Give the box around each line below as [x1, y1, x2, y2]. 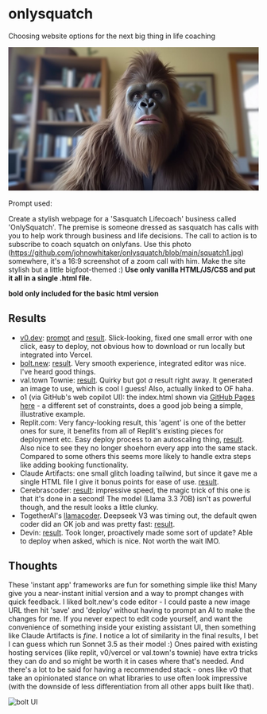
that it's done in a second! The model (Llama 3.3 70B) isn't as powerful [19, 493, 252, 503]
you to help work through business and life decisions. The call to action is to [8, 230, 257, 240]
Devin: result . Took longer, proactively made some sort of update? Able [19, 528, 253, 537]
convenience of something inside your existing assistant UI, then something [8, 622, 257, 632]
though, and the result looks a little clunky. [19, 502, 159, 512]
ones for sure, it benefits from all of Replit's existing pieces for [19, 426, 224, 435]
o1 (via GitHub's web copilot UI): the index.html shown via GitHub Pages [19, 392, 256, 402]
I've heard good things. [19, 367, 96, 376]
